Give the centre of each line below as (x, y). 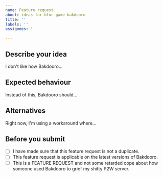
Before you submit (35, 139)
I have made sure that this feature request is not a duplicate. (76, 151)
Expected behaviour (38, 82)
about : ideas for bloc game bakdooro (45, 15)
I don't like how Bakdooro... (34, 66)
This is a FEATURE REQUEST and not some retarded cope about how (85, 163)
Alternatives (26, 111)
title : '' (16, 19)
